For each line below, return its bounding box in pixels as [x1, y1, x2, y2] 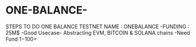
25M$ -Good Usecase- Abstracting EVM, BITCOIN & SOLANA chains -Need [5, 29, 190, 36]
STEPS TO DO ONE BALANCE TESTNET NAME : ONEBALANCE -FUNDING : [5, 23, 190, 30]
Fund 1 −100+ [5, 35, 37, 42]
